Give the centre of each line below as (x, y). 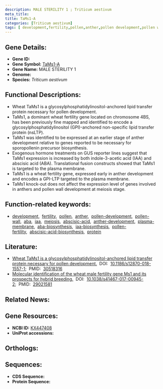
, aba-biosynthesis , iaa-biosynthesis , (72, 226)
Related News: (27, 299)
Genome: (22, 74)
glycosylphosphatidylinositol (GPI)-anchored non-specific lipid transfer (83, 127)
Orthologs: (22, 348)
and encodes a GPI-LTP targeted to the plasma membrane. (71, 179)
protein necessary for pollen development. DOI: (60, 264)
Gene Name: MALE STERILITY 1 (44, 69)
